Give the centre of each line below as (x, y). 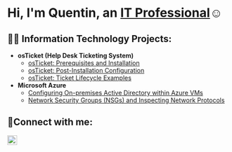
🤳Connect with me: (50, 122)
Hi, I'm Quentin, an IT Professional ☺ (115, 13)
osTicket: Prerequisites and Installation (84, 63)
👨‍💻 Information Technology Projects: (90, 39)
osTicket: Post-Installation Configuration (86, 70)
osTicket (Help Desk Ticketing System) (76, 55)
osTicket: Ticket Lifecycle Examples (80, 78)
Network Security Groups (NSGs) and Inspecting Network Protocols (126, 100)
